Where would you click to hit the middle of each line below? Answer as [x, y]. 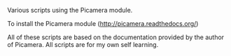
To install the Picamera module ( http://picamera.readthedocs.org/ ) [103, 23]
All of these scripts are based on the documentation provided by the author [116, 37]
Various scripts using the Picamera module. [70, 10]
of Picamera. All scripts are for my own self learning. [83, 44]
